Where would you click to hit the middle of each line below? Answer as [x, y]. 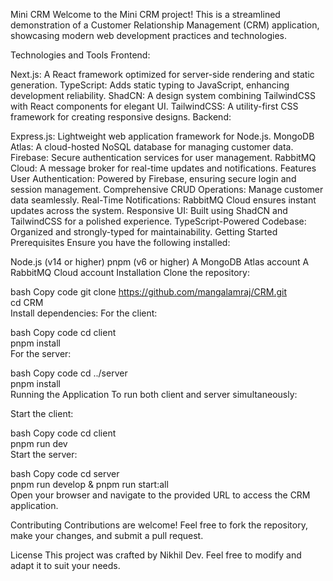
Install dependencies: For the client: [84, 313]
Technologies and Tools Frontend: [80, 55]
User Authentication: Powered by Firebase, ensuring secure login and [153, 178]
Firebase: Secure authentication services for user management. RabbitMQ [163, 157]
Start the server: [44, 454]
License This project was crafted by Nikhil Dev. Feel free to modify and [156, 555]
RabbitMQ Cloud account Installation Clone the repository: [130, 272]
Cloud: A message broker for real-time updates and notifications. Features [163, 168]
